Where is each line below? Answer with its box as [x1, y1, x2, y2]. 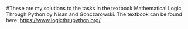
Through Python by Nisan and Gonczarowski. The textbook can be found [6, 11, 183, 18]
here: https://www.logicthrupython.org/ [6, 17, 101, 23]
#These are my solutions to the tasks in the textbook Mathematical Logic [6, 5, 182, 11]
